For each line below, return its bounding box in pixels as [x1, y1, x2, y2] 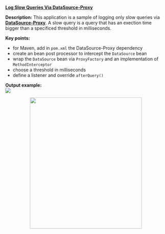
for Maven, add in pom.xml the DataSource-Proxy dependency [12, 45, 143, 51]
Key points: [5, 35, 30, 41]
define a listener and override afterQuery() [12, 72, 104, 78]
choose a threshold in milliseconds [12, 67, 86, 73]
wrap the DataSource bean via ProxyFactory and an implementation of [12, 56, 159, 62]
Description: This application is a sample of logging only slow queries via [5, 14, 160, 20]
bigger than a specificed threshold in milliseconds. [5, 25, 111, 31]
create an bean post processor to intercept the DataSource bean [12, 51, 147, 56]
